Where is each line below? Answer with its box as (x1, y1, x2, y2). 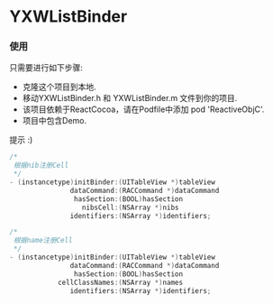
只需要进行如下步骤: (9, 62, 84, 73)
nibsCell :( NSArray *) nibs (81, 203, 179, 212)
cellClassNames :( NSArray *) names (57, 278, 183, 287)
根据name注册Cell (13, 236, 73, 245)
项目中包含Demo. (22, 115, 87, 126)
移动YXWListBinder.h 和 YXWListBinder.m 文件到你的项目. (22, 93, 238, 104)
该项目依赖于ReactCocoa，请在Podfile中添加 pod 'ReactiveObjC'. (22, 104, 265, 115)
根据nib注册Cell (13, 161, 69, 170)
